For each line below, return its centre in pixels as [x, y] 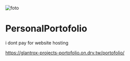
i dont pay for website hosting [37, 43]
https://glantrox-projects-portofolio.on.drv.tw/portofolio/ [65, 53]
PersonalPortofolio [46, 29]
